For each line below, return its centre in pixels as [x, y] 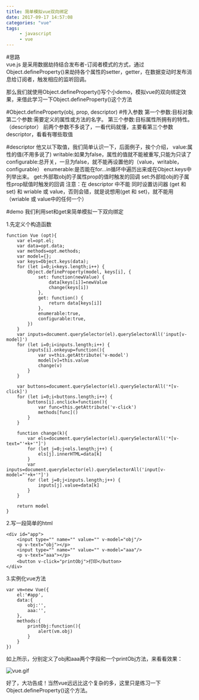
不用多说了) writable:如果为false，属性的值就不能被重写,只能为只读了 [108, 154]
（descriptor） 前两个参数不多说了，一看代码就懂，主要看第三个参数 [90, 127]
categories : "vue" [29, 23]
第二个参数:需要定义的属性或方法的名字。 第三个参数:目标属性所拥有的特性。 [99, 119]
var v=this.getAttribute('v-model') [83, 355]
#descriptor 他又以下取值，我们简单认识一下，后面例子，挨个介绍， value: [97, 147]
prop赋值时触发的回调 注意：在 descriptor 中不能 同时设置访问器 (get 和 [99, 184]
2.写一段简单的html [30, 523]
